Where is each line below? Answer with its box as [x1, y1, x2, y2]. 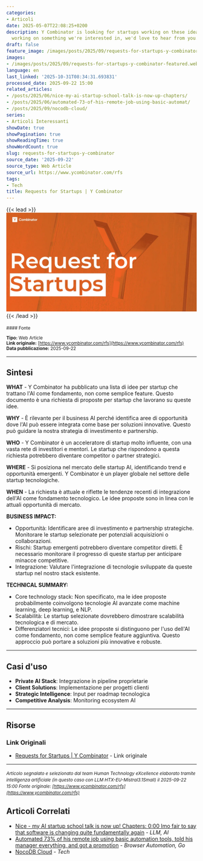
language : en [6, 67, 39, 73]
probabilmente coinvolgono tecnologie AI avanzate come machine [14, 599, 180, 607]
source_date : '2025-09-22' [6, 157, 74, 163]
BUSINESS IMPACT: [6, 513, 57, 520]
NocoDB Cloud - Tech [14, 848, 70, 855]
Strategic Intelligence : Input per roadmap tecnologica [14, 690, 150, 698]
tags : [6, 176, 20, 182]
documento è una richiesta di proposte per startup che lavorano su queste [6, 397, 192, 404]
